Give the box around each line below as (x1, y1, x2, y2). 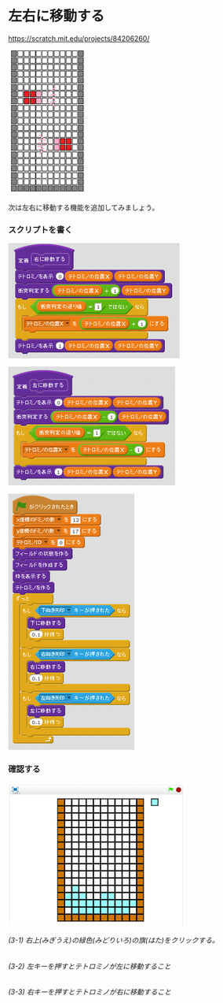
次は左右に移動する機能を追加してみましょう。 (8, 202, 159, 212)
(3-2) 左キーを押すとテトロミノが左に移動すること (8, 961, 171, 971)
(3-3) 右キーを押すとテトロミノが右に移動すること (8, 987, 171, 997)
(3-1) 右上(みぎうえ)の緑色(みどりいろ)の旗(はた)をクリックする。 (8, 935, 220, 945)
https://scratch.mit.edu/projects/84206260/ (8, 33, 150, 43)
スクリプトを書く (8, 224, 73, 235)
